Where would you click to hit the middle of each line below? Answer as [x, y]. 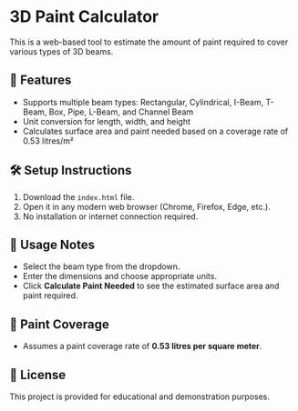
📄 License [38, 375]
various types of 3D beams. [62, 51]
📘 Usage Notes [52, 244]
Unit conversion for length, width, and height [107, 121]
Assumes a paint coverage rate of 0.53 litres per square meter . [142, 346]
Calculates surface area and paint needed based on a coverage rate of [155, 131]
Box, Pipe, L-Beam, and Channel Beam [121, 112]
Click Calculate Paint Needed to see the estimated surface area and [151, 286]
